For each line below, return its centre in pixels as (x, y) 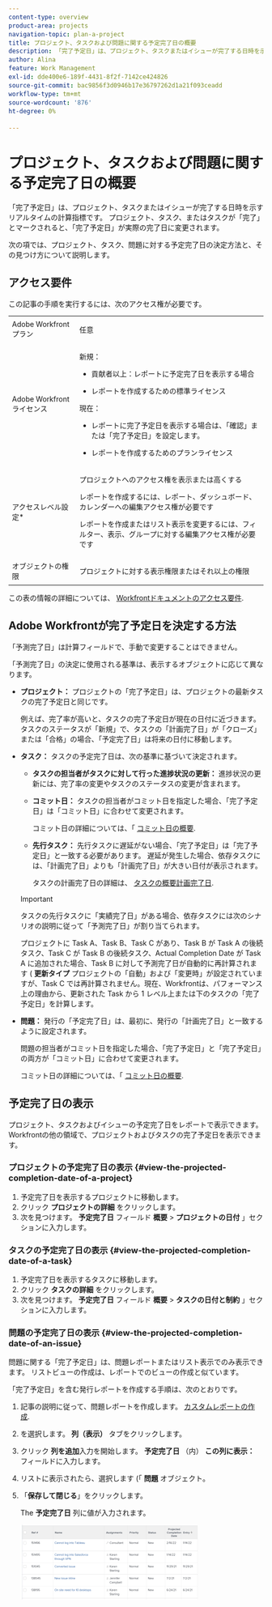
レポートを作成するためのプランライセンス (162, 453)
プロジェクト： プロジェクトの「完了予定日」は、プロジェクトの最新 (134, 691)
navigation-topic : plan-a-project (67, 34)
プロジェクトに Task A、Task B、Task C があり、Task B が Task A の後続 (142, 942)
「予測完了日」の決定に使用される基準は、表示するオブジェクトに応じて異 (132, 664)
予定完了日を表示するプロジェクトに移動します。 (102, 1197)
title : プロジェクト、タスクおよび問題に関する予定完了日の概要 (102, 43)
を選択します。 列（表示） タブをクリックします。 (103, 1434)
